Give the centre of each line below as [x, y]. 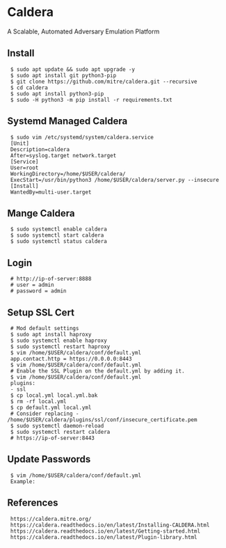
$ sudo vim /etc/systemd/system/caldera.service [82, 137]
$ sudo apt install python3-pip [57, 94]
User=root [24, 168]
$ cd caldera [29, 88]
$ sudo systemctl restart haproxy [60, 347]
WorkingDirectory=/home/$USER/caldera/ [68, 174]
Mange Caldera [41, 213]
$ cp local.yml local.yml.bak [54, 396]
